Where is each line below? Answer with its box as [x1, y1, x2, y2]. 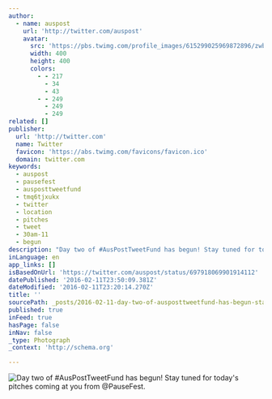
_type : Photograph [8, 336, 70, 345]
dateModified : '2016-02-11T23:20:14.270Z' [8, 283, 154, 292]
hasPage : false [8, 321, 60, 329]
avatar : [23, 34, 49, 43]
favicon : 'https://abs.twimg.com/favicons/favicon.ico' [15, 148, 208, 156]
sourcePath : [8, 298, 49, 307]
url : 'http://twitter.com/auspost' [23, 27, 143, 35]
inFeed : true [8, 313, 53, 321]
